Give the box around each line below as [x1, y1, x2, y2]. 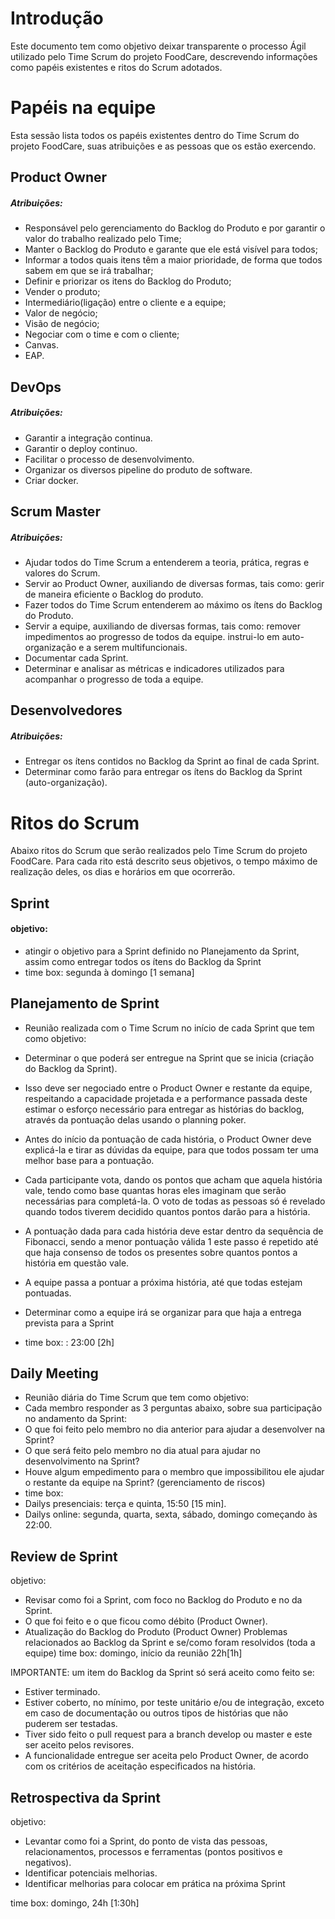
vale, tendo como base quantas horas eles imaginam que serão [24, 1184, 287, 1196]
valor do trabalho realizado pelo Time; [24, 233, 182, 245]
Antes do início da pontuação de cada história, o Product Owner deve [24, 1133, 312, 1145]
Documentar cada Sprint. [24, 652, 129, 664]
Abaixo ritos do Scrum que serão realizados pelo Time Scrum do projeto [10, 845, 308, 857]
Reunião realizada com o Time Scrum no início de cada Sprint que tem [24, 1022, 315, 1034]
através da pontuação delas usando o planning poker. [24, 1113, 247, 1126]
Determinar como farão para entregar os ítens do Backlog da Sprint [24, 766, 303, 778]
